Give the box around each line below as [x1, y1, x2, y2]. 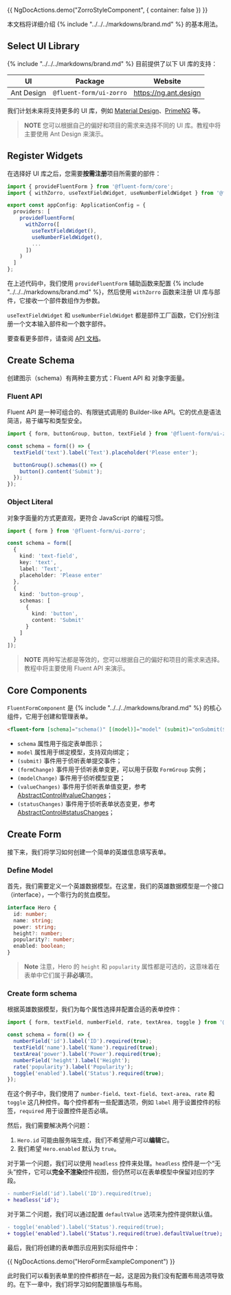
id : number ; [13, 911, 48, 918]
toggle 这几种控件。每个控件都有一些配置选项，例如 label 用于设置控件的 [7, 1098, 215, 1106]
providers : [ [13, 208, 51, 216]
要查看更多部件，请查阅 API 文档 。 [7, 334, 105, 342]
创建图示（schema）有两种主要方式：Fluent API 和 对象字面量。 [7, 373, 189, 382]
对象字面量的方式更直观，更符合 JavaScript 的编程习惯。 [7, 513, 168, 522]
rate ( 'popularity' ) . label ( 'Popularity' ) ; [13, 1064, 134, 1070]
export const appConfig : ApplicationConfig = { [7, 202, 146, 209]
